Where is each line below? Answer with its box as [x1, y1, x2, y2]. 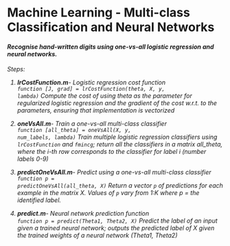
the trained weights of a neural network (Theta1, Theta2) [16, 232, 178, 240]
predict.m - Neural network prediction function [16, 210, 150, 218]
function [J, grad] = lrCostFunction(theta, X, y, [16, 86, 165, 93]
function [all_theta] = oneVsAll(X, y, [16, 127, 132, 134]
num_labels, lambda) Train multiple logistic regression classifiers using [16, 133, 218, 142]
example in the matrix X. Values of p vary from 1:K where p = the [16, 189, 200, 197]
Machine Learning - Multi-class [7, 5, 190, 21]
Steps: [7, 65, 25, 74]
